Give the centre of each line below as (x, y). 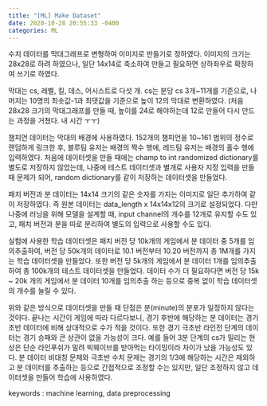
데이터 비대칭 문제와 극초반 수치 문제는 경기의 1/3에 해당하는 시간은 (131, 357)
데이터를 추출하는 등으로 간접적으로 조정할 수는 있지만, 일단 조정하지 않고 (138, 368)
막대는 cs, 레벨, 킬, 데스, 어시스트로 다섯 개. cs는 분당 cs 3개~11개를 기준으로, (128, 91)
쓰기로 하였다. (38, 74)
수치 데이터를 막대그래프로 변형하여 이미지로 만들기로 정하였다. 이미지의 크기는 (130, 54)
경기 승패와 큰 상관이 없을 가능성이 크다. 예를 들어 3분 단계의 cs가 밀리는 (135, 338)
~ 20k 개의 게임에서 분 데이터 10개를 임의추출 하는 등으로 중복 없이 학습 (119, 281)
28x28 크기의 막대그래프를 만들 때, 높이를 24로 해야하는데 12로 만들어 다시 (124, 111)
